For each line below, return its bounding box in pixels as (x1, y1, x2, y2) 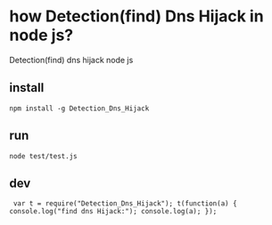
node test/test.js (9, 151, 78, 161)
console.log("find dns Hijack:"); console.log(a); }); (9, 207, 218, 216)
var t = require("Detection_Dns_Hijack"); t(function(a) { (12, 199, 238, 208)
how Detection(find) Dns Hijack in (9, 6, 265, 27)
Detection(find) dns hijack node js (9, 54, 134, 65)
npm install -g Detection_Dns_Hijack (9, 104, 150, 113)
